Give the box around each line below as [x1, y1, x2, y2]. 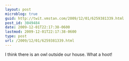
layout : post [5, 7, 31, 12]
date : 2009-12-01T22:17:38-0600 [5, 25, 70, 30]
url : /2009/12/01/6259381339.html [5, 38, 75, 43]
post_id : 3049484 [5, 20, 40, 25]
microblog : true [5, 12, 38, 16]
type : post [5, 34, 27, 39]
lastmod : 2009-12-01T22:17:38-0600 [5, 29, 77, 34]
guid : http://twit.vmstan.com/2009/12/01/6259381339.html [5, 16, 124, 21]
